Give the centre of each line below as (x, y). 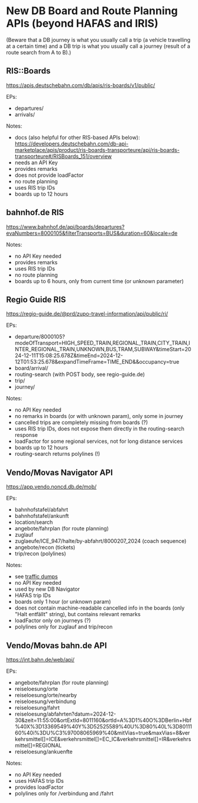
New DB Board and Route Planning (92, 11)
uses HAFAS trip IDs (39, 781)
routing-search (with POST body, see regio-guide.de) (80, 374)
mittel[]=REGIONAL (38, 745)
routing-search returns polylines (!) (57, 454)
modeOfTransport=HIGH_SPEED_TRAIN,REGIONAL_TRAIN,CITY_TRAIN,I (102, 343)
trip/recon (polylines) (40, 553)
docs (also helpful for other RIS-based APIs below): (77, 137)
